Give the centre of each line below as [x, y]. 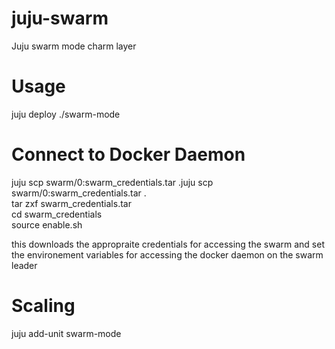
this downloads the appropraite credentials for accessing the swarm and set [168, 244]
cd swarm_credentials [57, 214]
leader [24, 265]
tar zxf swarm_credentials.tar [71, 203]
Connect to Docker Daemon [128, 154]
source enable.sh [47, 224]
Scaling [43, 306]
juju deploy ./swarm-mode [66, 114]
